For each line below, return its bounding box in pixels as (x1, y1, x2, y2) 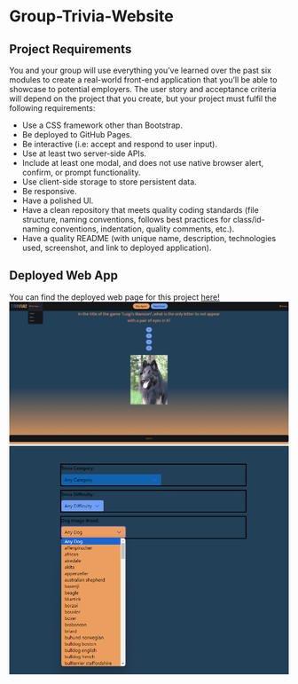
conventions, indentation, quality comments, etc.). (51, 224, 235, 234)
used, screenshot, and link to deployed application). (21, 242, 212, 253)
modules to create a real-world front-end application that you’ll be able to (9, 75, 278, 85)
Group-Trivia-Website (9, 6, 175, 27)
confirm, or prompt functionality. (21, 167, 141, 177)
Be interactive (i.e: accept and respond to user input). (21, 139, 217, 149)
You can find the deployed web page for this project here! (9, 291, 220, 303)
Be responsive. (21, 186, 77, 196)
